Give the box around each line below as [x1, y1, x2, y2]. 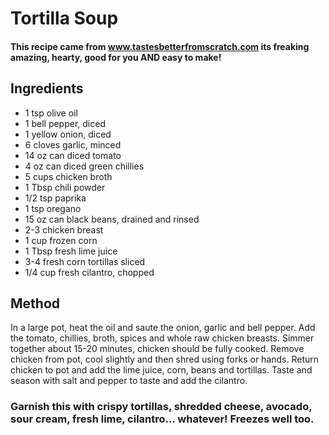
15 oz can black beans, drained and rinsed [24, 213, 200, 225]
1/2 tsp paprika [24, 192, 87, 204]
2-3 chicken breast [24, 223, 104, 236]
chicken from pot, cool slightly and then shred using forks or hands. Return [10, 353, 320, 366]
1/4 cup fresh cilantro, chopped [24, 266, 155, 278]
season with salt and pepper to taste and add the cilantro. [10, 375, 248, 387]
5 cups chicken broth [24, 170, 113, 182]
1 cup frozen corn [24, 234, 98, 246]
